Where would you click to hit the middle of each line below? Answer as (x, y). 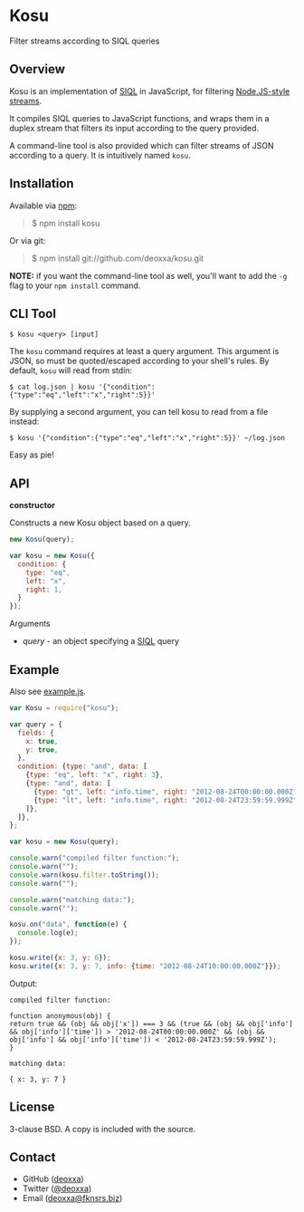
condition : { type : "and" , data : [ (82, 766)
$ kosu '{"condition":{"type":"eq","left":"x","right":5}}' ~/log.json (147, 438)
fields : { (36, 733)
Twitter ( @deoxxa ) (57, 1188)
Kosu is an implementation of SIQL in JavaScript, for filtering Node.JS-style (150, 91)
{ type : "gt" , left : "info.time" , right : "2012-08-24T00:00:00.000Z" (165, 792)
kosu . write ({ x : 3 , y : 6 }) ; (60, 957)
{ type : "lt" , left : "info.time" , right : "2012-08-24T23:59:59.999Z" (165, 800)
